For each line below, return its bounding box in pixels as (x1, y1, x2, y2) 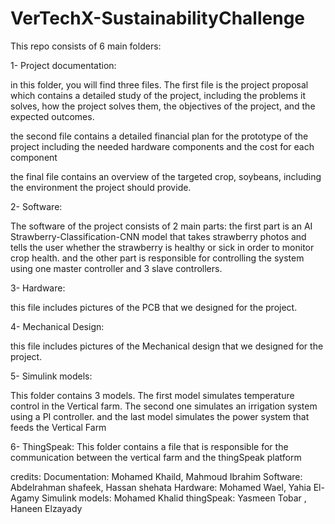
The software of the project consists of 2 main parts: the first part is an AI (10, 220, 313, 232)
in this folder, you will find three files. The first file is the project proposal (10, 78, 309, 91)
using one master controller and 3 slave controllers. (10, 262, 223, 274)
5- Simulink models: (10, 370, 93, 382)
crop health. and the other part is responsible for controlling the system (10, 252, 305, 264)
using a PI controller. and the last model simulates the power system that (10, 410, 310, 422)
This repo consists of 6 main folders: (10, 40, 162, 52)
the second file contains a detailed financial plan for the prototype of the (10, 130, 309, 142)
